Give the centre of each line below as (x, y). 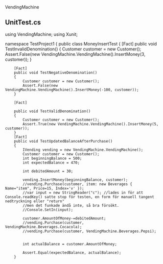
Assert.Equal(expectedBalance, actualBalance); (72, 252)
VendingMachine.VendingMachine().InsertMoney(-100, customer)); (72, 90)
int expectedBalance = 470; (51, 163)
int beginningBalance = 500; (52, 158)
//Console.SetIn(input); (48, 210)
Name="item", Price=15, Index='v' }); (45, 188)
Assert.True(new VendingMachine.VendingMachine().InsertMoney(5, (91, 124)
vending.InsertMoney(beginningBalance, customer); (75, 180)
